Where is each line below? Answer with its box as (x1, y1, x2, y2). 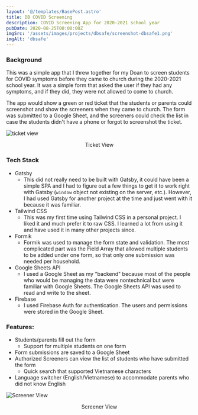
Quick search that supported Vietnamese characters (23, 368, 151, 375)
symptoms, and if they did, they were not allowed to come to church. (6, 88, 173, 95)
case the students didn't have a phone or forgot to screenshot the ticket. (6, 118, 183, 126)
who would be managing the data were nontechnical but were (23, 276, 174, 284)
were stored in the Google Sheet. (23, 308, 105, 315)
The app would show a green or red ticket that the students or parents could (6, 99, 192, 107)
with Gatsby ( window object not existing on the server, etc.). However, (23, 188, 192, 195)
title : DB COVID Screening (6, 14, 73, 20)
